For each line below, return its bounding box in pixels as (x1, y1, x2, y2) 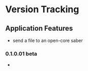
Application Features (5, 24, 73, 33)
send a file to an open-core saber (12, 37, 83, 43)
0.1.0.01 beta (5, 50, 37, 57)
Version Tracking (5, 4, 79, 15)
